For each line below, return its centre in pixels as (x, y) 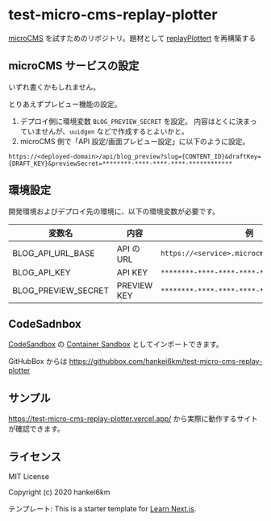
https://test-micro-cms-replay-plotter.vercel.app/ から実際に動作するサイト (133, 419)
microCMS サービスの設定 (74, 66)
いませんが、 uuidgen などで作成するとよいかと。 (108, 131)
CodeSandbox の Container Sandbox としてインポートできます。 (116, 345)
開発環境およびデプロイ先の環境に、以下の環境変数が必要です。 (114, 211)
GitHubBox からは (38, 362)
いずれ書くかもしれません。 (54, 87)
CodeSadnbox (45, 324)
